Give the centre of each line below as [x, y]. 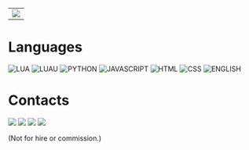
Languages [45, 47]
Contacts [39, 100]
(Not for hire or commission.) [55, 138]
